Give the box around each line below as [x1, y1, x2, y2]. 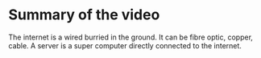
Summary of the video [8, 6, 160, 24]
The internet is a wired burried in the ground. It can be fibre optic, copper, [8, 32, 254, 42]
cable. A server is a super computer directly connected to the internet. [8, 40, 242, 50]
